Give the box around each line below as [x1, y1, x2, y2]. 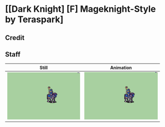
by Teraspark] [5, 14, 64, 25]
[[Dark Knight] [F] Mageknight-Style [5, 3, 156, 15]
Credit [5, 33, 25, 42]
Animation [110, 64, 132, 70]
